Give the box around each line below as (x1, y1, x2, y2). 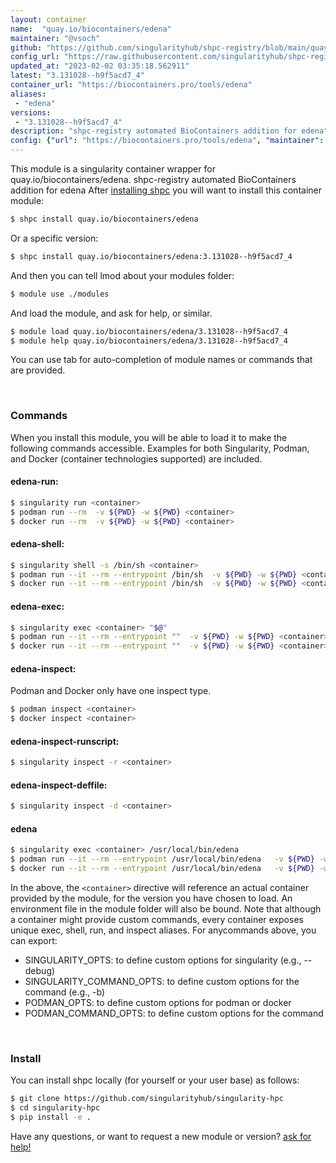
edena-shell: (10, 538, 65, 550)
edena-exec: (10, 600, 65, 612)
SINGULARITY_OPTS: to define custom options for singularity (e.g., (24, 954, 302, 966)
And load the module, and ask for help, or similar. (10, 307, 213, 319)
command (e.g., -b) (24, 986, 106, 998)
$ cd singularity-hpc (10, 1103, 101, 1113)
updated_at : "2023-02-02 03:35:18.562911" (10, 61, 190, 71)
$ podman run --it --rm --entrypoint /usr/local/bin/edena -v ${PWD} (10, 854, 315, 865)
